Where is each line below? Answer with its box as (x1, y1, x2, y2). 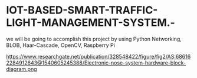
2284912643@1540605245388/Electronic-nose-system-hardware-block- (6, 59, 186, 66)
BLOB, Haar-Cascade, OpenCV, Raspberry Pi (6, 42, 115, 49)
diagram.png (6, 65, 37, 72)
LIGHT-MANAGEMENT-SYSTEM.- (6, 16, 175, 29)
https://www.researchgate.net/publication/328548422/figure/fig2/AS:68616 (6, 53, 191, 60)
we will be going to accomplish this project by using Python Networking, (6, 35, 182, 42)
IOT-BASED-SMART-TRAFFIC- (6, 4, 158, 17)
